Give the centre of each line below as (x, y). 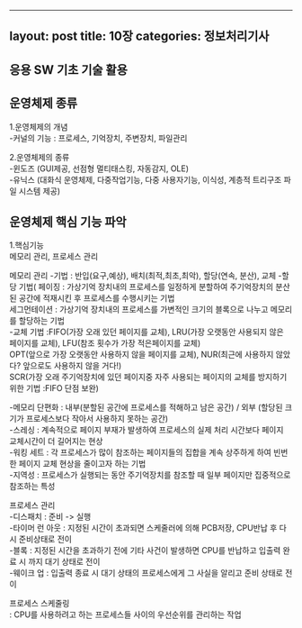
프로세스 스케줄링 (40, 604)
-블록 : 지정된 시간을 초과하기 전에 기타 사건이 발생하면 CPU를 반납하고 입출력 (145, 551)
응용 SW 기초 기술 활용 (68, 70)
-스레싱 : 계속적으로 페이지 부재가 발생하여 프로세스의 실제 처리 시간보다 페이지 (147, 430)
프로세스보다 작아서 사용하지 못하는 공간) (97, 419)
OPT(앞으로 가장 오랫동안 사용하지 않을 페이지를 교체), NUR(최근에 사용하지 (142, 355)
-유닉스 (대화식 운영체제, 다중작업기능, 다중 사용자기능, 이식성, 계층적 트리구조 (146, 179)
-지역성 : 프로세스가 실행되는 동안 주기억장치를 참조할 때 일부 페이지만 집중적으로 (150, 475)
